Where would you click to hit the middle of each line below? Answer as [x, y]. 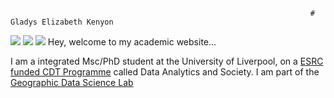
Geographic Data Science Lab [72, 82]
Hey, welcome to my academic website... [132, 42]
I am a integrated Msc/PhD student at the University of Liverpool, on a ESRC [167, 61]
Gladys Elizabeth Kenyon [62, 22]
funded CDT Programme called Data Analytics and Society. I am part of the [165, 72]
